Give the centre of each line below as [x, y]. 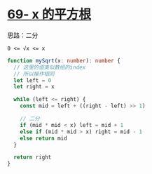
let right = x [34, 87]
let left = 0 [33, 80]
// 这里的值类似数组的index [50, 67]
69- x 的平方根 [49, 14]
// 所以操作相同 [34, 74]
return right [33, 158]
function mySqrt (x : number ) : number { [64, 60]
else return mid [44, 138]
